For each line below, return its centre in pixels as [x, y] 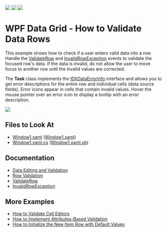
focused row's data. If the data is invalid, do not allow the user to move [78, 63]
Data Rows [28, 39]
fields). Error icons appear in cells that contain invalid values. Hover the [79, 89]
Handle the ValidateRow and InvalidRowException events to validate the [79, 58]
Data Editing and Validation [40, 170]
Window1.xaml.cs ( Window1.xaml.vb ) [50, 142]
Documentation [30, 158]
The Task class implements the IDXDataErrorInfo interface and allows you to [83, 78]
